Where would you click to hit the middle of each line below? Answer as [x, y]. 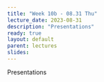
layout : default [31, 40]
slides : [18, 53]
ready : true [24, 33]
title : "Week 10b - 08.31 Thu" [52, 14]
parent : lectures [32, 46]
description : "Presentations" [51, 26]
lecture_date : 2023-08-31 [44, 20]
